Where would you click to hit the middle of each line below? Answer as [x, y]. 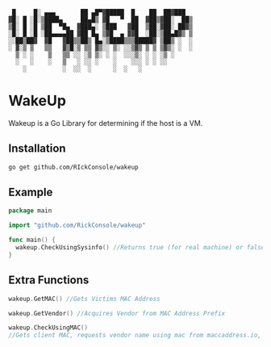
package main [30, 211]
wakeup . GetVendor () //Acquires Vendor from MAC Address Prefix [117, 313]
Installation [37, 149]
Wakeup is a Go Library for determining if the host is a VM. [106, 123]
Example [31, 192]
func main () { [32, 240]
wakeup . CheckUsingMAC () [48, 328]
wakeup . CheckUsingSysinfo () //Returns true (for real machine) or [129, 248]
